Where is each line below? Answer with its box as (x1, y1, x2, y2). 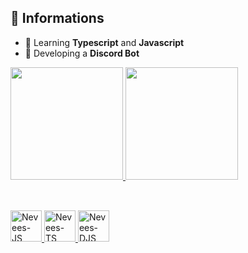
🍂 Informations (10, 10, 105, 27)
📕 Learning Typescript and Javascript (24, 36, 185, 48)
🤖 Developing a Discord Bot (24, 47, 140, 59)
